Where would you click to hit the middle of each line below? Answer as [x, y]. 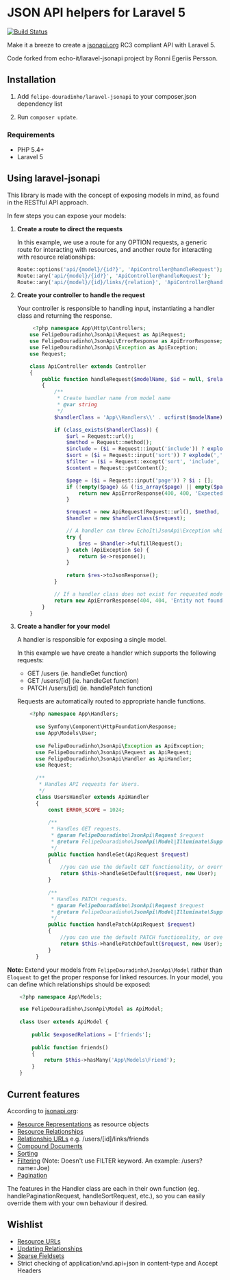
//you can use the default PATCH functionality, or [136, 938]
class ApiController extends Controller [88, 366]
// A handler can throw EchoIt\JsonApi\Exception [138, 531]
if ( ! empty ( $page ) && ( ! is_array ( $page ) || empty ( [140, 487]
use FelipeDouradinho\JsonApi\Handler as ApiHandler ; [114, 759]
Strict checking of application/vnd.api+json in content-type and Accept [117, 1263]
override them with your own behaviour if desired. [78, 1203]
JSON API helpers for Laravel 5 [97, 13]
